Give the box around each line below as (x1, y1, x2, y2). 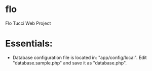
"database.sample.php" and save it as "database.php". (12, 59, 127, 66)
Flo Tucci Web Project (5, 20, 51, 26)
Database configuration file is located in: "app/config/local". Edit (12, 54, 147, 60)
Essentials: (5, 38, 53, 49)
